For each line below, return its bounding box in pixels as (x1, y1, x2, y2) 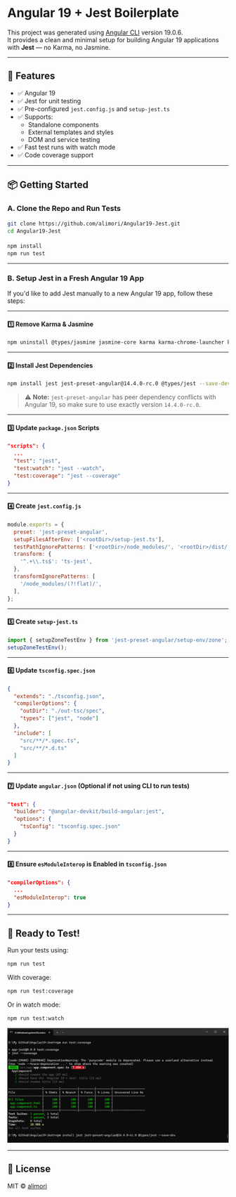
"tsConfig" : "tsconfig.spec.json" (20, 823, 121, 830)
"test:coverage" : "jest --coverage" (13, 472, 121, 479)
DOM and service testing (27, 135, 100, 143)
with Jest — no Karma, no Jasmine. (7, 43, 111, 51)
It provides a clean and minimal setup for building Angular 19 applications (7, 35, 219, 44)
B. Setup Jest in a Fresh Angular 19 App (7, 273, 144, 283)
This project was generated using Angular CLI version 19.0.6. (7, 28, 183, 37)
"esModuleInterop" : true (13, 894, 86, 901)
